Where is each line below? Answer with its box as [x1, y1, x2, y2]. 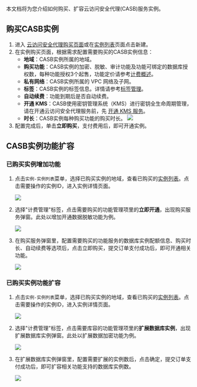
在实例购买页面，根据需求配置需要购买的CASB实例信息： [14, 48, 154, 55]
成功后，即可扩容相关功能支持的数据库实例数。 [20, 363, 134, 370]
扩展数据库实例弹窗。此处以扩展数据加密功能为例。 [14, 331, 140, 339]
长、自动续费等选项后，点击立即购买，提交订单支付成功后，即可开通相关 [14, 244, 191, 251]
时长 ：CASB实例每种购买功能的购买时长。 [23, 115, 126, 122]
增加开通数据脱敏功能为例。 [51, 213, 119, 220]
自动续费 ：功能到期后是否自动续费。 [23, 92, 112, 99]
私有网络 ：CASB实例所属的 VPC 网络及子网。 [23, 77, 135, 84]
